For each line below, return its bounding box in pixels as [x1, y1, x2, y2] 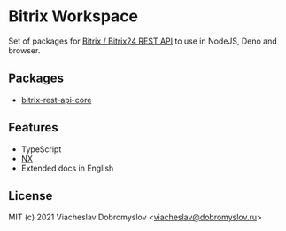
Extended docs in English [20, 163, 114, 173]
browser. [8, 44, 41, 55]
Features [8, 120, 58, 135]
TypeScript [20, 144, 62, 155]
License [8, 188, 53, 203]
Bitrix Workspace [8, 6, 139, 27]
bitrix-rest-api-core [20, 94, 92, 105]
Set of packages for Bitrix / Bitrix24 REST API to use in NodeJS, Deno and [8, 36, 278, 46]
